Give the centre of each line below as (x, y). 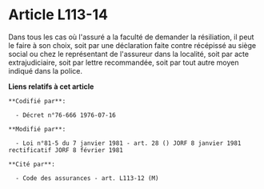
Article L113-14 (58, 15)
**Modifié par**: (37, 129)
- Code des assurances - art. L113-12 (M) (87, 178)
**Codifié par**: (37, 101)
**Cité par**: (32, 164)
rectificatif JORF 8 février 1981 (66, 150)
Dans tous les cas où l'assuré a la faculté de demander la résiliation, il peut (131, 37)
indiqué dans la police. (45, 70)
